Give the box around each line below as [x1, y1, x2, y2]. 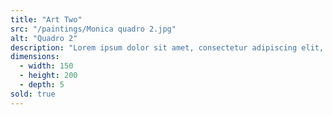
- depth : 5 [19, 80, 65, 90]
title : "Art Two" [10, 14, 83, 25]
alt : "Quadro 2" [10, 33, 78, 43]
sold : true [10, 89, 56, 99]
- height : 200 [19, 71, 78, 81]
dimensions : [10, 52, 60, 62]
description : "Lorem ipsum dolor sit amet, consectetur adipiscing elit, [10, 42, 325, 53]
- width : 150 [19, 61, 74, 71]
